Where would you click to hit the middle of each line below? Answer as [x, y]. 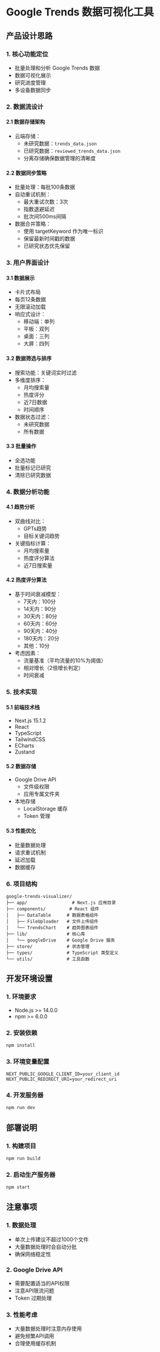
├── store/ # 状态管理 [48, 946]
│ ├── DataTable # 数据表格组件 [52, 915]
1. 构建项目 [21, 1146]
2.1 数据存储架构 [26, 122]
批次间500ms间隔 [45, 216]
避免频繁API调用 [34, 1336]
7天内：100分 [39, 601]
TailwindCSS [30, 739]
